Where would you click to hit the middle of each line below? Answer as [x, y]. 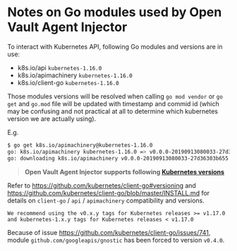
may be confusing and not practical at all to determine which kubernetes [113, 111]
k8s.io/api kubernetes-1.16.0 [60, 67]
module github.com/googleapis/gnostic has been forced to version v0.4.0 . [116, 240]
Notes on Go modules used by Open [115, 12]
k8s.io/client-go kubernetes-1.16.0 [68, 82]
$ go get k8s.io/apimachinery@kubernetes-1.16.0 [80, 145]
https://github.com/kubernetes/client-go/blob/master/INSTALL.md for [109, 193]
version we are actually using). [52, 118]
